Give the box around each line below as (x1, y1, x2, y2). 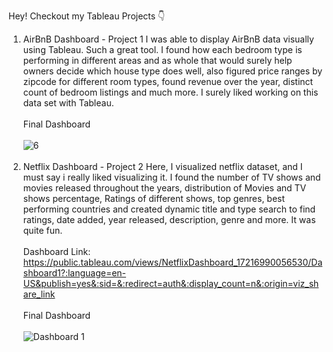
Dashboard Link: (22, 246, 91, 257)
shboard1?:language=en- (22, 267, 127, 279)
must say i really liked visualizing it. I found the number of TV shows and (22, 171, 321, 183)
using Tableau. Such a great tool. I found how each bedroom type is (22, 44, 303, 55)
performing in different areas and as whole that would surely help (22, 55, 293, 66)
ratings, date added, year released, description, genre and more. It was (22, 214, 316, 225)
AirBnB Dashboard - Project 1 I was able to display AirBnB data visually (22, 33, 315, 45)
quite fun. (22, 225, 63, 236)
